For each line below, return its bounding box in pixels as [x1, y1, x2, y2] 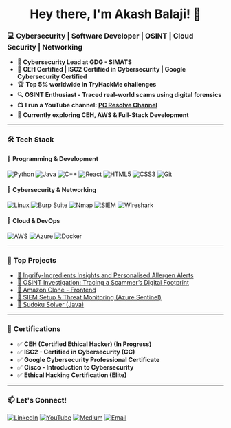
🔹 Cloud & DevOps [7, 217, 60, 225]
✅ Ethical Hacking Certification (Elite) [16, 371, 127, 379]
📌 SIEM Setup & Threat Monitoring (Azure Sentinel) [16, 293, 162, 301]
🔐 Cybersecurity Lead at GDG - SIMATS [16, 58, 132, 66]
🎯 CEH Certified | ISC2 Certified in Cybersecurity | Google [16, 65, 186, 74]
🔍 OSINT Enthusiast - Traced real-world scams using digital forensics [16, 91, 222, 99]
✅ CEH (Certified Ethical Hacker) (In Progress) [16, 340, 152, 348]
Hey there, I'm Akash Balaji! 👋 [30, 6, 201, 22]
